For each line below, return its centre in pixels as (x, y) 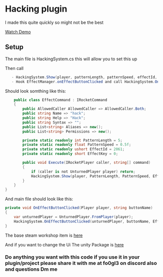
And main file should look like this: (39, 199)
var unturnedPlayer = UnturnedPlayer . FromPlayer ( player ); (73, 217)
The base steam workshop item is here (44, 235)
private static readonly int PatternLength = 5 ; (73, 140)
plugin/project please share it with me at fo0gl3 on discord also (81, 263)
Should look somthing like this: (36, 91)
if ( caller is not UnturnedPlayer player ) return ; (83, 172)
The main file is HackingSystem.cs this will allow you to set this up (71, 59)
